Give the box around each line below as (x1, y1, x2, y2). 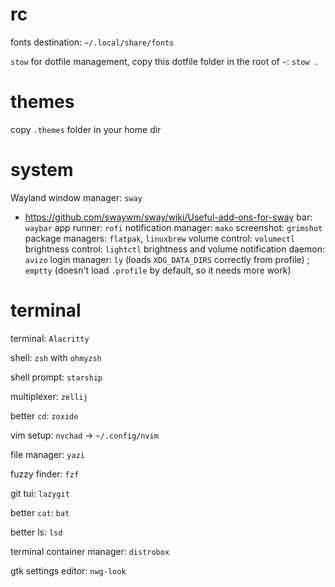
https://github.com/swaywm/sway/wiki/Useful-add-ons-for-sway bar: (24, 211, 313, 223)
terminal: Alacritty (10, 332, 90, 344)
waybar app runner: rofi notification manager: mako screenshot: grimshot (24, 221, 323, 233)
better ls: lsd (10, 526, 63, 538)
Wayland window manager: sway (10, 191, 143, 203)
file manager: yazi (10, 448, 85, 460)
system (10, 159, 74, 182)
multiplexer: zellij (10, 390, 88, 402)
